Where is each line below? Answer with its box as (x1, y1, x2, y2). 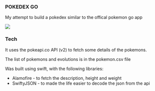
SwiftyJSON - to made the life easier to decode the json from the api (12, 80, 150, 86)
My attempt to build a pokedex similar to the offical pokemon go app (5, 15, 143, 20)
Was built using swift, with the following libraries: (5, 66, 104, 72)
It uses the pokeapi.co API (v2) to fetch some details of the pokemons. (5, 47, 147, 53)
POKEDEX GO (5, 3, 38, 10)
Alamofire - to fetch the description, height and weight (12, 75, 122, 81)
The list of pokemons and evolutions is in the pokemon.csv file (5, 56, 131, 62)
